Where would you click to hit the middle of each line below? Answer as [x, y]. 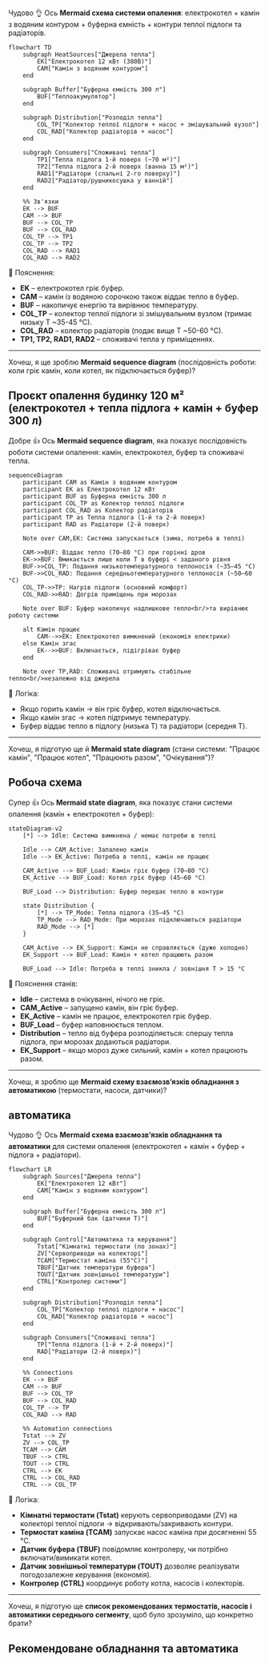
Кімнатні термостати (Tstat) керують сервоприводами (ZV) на [128, 1515]
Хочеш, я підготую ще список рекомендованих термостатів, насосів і [130, 1606]
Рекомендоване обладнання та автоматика [123, 1648]
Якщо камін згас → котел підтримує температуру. [105, 717]
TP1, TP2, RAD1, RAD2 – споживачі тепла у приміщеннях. [117, 339]
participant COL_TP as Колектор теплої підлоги [103, 503]
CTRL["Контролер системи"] [82, 1282]
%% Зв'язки [41, 202]
